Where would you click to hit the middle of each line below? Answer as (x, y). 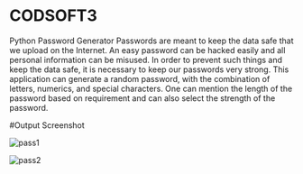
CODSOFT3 (53, 16)
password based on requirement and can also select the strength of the (142, 98)
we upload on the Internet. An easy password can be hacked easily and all (147, 50)
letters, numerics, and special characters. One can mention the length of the (151, 88)
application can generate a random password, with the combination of (140, 78)
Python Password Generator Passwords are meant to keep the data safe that (151, 41)
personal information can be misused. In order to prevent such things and (146, 60)
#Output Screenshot (47, 125)
